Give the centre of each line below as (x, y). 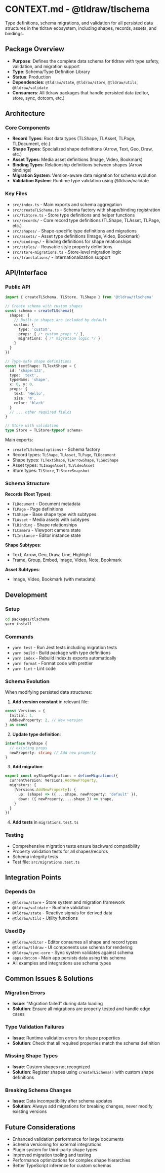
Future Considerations (40, 1127)
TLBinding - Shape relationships (45, 525)
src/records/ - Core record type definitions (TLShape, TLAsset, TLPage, (86, 220)
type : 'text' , (24, 375)
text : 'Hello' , (30, 394)
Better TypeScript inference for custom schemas (62, 1165)
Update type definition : (37, 734)
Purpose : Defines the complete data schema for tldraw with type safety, (86, 61)
